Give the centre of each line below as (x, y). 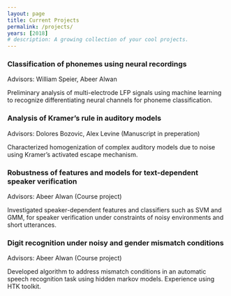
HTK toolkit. (24, 286)
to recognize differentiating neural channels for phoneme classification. (110, 100)
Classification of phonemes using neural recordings (97, 64)
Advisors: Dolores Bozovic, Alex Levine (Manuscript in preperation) (104, 133)
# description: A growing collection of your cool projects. (98, 40)
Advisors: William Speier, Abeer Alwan (62, 79)
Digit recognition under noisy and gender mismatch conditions (116, 243)
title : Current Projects (43, 20)
